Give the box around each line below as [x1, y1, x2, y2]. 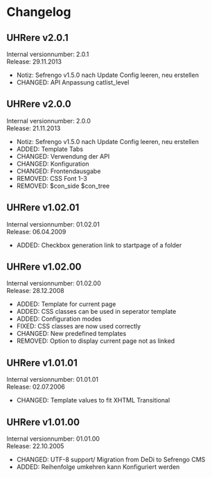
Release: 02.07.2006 [6, 382, 65, 391]
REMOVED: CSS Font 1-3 [16, 174, 87, 182]
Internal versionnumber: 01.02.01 [6, 220, 100, 229]
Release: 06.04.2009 [6, 227, 67, 236]
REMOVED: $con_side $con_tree [16, 182, 110, 190]
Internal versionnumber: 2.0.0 [6, 116, 91, 125]
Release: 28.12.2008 [6, 287, 64, 295]
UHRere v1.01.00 [6, 416, 80, 428]
